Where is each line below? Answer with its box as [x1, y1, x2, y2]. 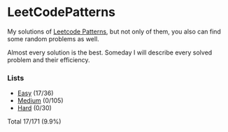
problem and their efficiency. [7, 55, 90, 64]
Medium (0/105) [17, 96, 64, 105]
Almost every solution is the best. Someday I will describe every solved [7, 48, 213, 57]
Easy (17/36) [17, 89, 54, 98]
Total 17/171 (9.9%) [7, 117, 62, 126]
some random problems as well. [7, 34, 99, 43]
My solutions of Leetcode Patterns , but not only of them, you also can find [7, 27, 222, 36]
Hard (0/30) [17, 104, 52, 112]
